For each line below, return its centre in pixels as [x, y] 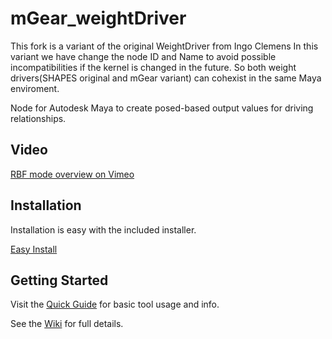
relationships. [38, 118]
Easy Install [34, 249]
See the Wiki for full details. [67, 324]
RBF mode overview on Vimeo [72, 174]
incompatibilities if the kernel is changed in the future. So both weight [153, 67]
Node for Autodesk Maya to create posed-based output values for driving [162, 108]
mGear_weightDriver [98, 18]
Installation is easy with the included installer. [103, 229]
